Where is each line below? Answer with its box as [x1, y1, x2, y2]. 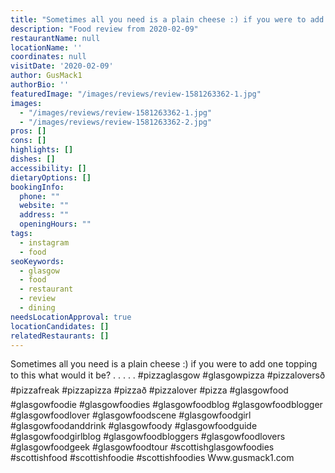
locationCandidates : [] [10, 321, 110, 331]
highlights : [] [10, 145, 74, 155]
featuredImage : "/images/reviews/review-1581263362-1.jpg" [10, 89, 262, 99]
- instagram [19, 237, 70, 248]
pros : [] [10, 126, 47, 136]
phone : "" [19, 191, 60, 201]
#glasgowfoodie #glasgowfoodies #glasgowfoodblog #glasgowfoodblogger [10, 399, 323, 411]
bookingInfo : [10, 182, 65, 192]
